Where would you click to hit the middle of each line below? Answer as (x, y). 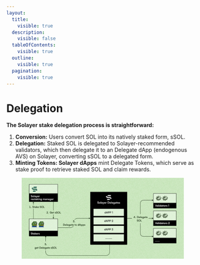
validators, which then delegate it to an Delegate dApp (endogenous (101, 150)
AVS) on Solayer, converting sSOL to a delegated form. (84, 156)
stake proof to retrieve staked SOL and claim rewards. (83, 169)
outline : (23, 58)
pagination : (27, 71)
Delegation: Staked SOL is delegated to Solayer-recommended (95, 143)
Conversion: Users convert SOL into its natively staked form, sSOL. (100, 137)
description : (28, 32)
